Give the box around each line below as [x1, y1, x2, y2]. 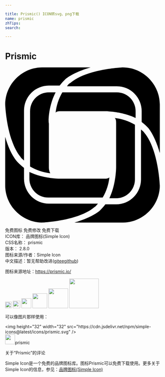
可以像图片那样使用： [5, 314, 48, 320]
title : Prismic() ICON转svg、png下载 [5, 11, 80, 16]
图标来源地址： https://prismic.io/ [5, 269, 71, 274]
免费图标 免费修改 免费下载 [5, 227, 59, 233]
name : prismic [5, 16, 34, 21]
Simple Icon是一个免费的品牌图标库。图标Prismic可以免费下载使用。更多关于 [5, 360, 160, 366]
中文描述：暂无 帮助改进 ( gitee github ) [5, 258, 79, 264]
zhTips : [5, 21, 21, 26]
